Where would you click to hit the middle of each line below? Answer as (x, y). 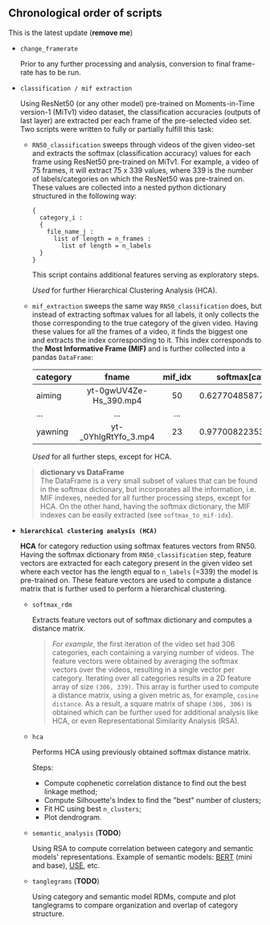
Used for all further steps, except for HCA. (102, 456)
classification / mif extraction (76, 88)
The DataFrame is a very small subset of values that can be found (149, 481)
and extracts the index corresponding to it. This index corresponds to (147, 340)
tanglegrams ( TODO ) (66, 881)
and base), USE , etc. (66, 865)
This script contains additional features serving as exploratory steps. (145, 274)
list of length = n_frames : (102, 239)
